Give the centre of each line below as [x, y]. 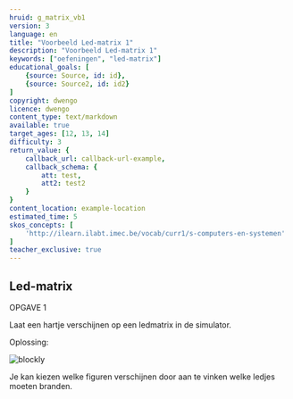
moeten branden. [41, 386]
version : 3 [29, 26]
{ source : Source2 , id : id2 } [77, 84]
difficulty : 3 [36, 142]
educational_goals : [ [50, 68]
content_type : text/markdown [63, 117]
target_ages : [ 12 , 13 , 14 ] [59, 134]
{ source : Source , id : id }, [75, 76]
